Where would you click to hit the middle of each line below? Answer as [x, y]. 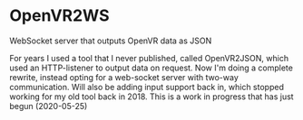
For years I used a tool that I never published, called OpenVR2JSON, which [149, 58]
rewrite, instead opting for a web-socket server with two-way [124, 77]
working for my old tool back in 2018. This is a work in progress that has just [151, 97]
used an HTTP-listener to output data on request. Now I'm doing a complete [151, 68]
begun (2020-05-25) [49, 106]
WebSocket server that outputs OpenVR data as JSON [111, 41]
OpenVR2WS [60, 16]
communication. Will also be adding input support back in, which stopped [147, 87]
